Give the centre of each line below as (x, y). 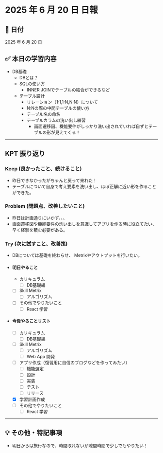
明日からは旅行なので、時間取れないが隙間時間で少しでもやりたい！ (80, 445)
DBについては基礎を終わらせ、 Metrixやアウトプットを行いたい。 (77, 255)
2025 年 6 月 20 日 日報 (52, 10)
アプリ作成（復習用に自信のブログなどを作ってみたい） (74, 362)
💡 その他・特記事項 (33, 433)
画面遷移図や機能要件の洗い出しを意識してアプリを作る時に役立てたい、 (84, 224)
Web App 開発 (41, 357)
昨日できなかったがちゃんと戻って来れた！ (55, 180)
